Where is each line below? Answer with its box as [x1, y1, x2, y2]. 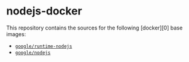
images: [6, 30, 26, 37]
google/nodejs [14, 49, 51, 55]
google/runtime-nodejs [14, 43, 72, 49]
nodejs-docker [6, 4, 83, 18]
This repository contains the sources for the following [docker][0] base [6, 24, 183, 31]
